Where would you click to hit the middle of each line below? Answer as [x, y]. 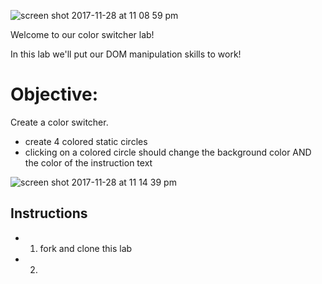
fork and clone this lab [86, 248]
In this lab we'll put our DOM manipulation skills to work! [126, 54]
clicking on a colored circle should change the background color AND [168, 152]
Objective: [54, 94]
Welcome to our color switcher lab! [82, 34]
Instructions [49, 213]
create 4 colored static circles [86, 141]
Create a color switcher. [59, 122]
